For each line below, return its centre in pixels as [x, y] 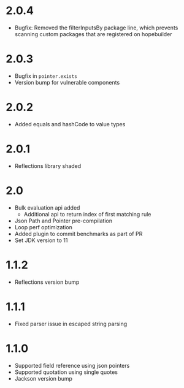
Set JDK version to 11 [41, 240]
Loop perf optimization [44, 227]
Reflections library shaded [48, 165]
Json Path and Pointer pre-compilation [63, 221]
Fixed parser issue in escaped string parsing [71, 324]
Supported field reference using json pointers [72, 365]
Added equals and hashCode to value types [70, 124]
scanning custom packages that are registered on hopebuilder [93, 34]
